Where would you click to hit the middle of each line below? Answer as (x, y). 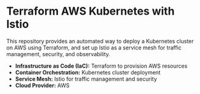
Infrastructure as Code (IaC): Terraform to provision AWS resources (101, 66)
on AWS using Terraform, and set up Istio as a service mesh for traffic (94, 48)
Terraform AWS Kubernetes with (91, 11)
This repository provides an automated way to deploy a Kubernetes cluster (100, 41)
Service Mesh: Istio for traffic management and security (86, 79)
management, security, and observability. (59, 54)
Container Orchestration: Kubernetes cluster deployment (88, 72)
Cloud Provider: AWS (42, 85)
